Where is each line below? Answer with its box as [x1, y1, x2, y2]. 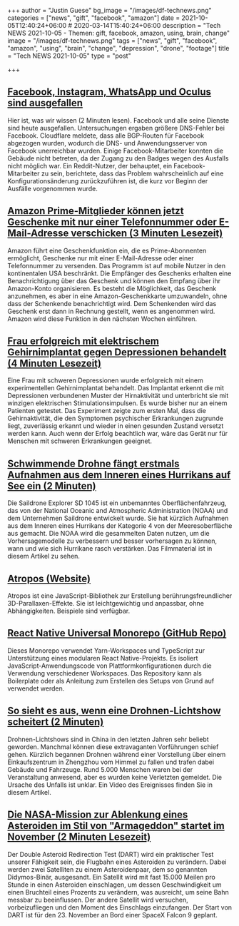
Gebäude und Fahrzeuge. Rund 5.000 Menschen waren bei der [7, 765, 193, 773]
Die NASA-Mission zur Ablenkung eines [7, 809, 188, 821]
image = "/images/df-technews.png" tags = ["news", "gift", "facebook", [7, 36, 218, 45]
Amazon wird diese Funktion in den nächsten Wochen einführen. [7, 314, 198, 323]
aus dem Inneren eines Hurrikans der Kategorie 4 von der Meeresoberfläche [7, 521, 233, 530]
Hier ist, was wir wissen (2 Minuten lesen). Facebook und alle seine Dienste [7, 116, 230, 124]
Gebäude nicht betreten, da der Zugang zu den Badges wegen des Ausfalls [7, 153, 229, 163]
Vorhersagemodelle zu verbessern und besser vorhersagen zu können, [7, 536, 218, 545]
